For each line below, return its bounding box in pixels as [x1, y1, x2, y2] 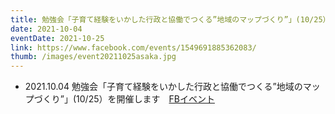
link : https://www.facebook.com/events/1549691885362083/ [10, 42, 257, 53]
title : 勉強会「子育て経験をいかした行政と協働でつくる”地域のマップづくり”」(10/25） [10, 14, 331, 25]
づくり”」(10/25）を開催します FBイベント [33, 93, 215, 105]
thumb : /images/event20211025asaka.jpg [10, 52, 177, 62]
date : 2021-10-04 [10, 24, 83, 34]
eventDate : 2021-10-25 [10, 33, 105, 43]
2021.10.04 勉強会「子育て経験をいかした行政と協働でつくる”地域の [24, 81, 303, 93]
